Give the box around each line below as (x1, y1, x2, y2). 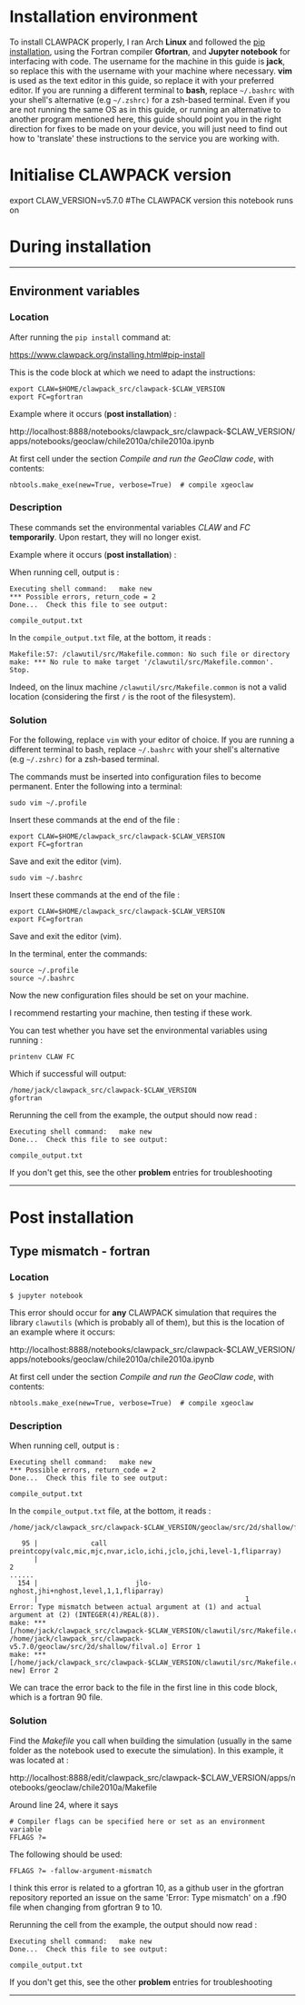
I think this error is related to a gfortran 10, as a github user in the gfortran (9, 1882, 284, 1893)
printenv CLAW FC (9, 1052, 75, 1062)
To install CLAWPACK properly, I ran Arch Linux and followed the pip (9, 36, 266, 47)
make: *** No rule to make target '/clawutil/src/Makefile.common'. (9, 657, 274, 667)
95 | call (21, 1539, 107, 1548)
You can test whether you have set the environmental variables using (9, 1025, 268, 1037)
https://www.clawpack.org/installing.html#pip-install (9, 349, 206, 360)
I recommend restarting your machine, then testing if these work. (9, 1007, 252, 1018)
